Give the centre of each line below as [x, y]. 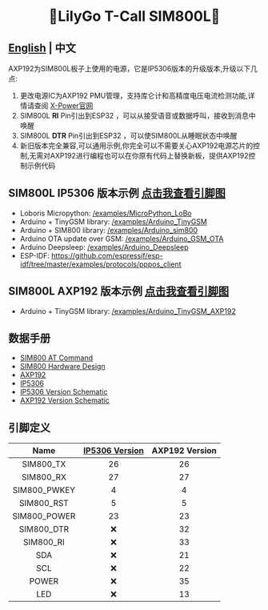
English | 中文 [42, 48]
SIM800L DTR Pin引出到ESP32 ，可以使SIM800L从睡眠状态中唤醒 [128, 136]
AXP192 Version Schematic [65, 400]
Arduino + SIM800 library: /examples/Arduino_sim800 [109, 230]
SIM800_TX [44, 464]
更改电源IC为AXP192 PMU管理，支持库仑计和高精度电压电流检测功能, [134, 96]
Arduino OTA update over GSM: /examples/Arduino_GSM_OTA [122, 239]
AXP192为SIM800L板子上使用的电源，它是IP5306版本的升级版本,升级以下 [129, 68]
